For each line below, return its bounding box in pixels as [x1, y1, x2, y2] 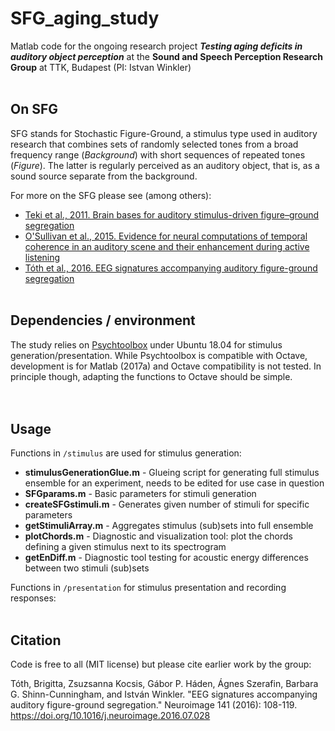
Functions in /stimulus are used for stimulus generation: [10, 447, 242, 459]
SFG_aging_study [10, 7, 160, 30]
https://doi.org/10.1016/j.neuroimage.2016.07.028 [10, 710, 211, 722]
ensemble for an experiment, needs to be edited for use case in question [24, 477, 325, 489]
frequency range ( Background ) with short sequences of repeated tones [10, 148, 306, 161]
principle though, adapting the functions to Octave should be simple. [10, 370, 293, 382]
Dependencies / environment [10, 312, 196, 329]
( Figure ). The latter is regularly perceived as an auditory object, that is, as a [10, 159, 320, 171]
